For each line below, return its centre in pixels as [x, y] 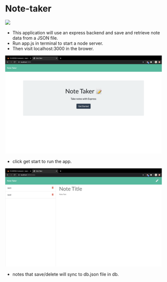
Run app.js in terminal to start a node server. [58, 43]
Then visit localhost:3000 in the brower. [53, 48]
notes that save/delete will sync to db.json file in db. [66, 274]
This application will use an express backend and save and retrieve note [86, 32]
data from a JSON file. [35, 38]
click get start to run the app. [42, 161]
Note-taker [28, 9]
